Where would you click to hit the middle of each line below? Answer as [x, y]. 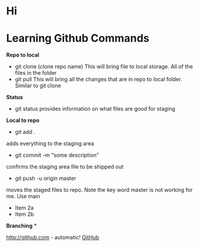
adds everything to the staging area [50, 144]
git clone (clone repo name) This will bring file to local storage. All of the [104, 66]
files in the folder [36, 73]
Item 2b [24, 214]
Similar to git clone [38, 86]
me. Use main [23, 196]
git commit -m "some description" [57, 155]
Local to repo [23, 120]
